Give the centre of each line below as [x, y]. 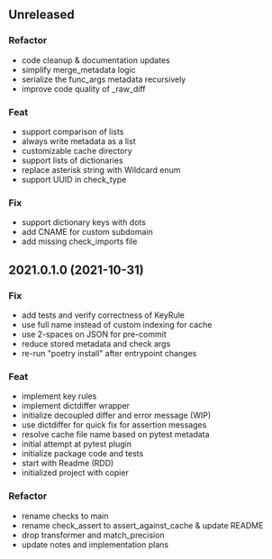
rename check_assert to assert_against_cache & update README [142, 525]
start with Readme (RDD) [68, 464]
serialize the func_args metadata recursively [104, 79]
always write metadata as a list [78, 141]
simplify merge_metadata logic [78, 69]
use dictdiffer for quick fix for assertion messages [114, 425]
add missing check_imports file [79, 241]
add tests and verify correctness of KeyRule [103, 315]
